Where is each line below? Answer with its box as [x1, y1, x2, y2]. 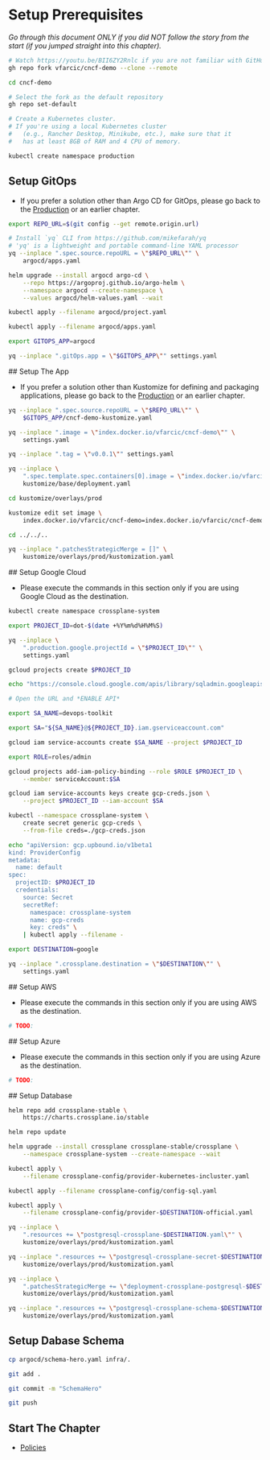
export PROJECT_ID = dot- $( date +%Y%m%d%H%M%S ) [8, 622, 163, 630]
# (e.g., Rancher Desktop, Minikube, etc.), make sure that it [8, 130, 231, 139]
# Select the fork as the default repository [8, 93, 163, 101]
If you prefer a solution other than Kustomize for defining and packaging [19, 382, 260, 391]
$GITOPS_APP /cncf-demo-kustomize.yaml [22, 413, 153, 422]
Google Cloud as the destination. [19, 592, 129, 602]
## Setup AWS [8, 982, 57, 991]
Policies [19, 1443, 47, 1453]
